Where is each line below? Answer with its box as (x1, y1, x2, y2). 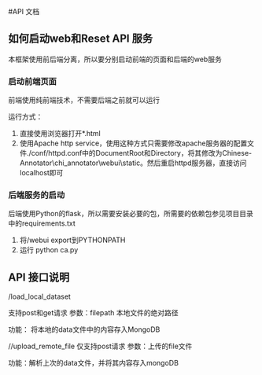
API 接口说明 (8, 270, 70, 284)
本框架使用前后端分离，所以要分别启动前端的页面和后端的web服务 (8, 54, 222, 64)
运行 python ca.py (19, 245, 79, 255)
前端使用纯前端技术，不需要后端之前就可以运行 (8, 95, 160, 105)
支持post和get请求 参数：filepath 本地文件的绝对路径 (8, 308, 179, 318)
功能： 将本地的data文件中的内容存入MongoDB (8, 325, 161, 334)
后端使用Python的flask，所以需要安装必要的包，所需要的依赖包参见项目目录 (8, 209, 254, 219)
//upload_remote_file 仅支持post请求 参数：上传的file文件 (8, 341, 193, 351)
